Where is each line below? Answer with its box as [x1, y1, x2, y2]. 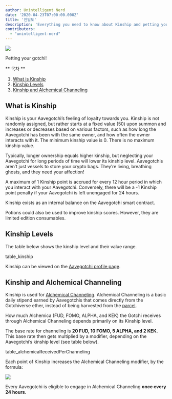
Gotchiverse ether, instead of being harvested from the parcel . [5, 303, 137, 309]
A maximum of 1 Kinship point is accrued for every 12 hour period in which [5, 178, 162, 185]
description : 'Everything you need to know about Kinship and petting [5, 22, 159, 27]
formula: [5, 364, 23, 370]
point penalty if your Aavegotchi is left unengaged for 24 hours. [5, 189, 139, 195]
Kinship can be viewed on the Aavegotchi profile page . [5, 263, 121, 269]
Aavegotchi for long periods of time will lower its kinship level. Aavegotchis [5, 157, 163, 164]
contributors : [5, 27, 36, 32]
